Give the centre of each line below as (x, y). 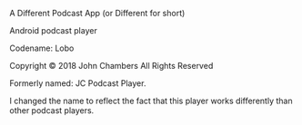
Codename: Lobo (42, 48)
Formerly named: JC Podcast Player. (78, 83)
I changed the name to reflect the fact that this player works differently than (151, 101)
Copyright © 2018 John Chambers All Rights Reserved (111, 66)
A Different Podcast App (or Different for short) (97, 13)
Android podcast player (53, 30)
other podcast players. (52, 111)
